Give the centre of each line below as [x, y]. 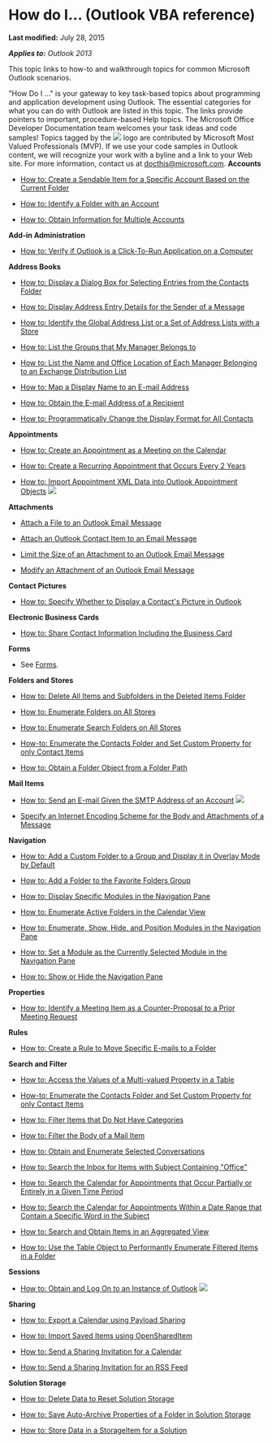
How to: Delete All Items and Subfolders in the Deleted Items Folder [133, 696]
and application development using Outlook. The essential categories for [130, 102]
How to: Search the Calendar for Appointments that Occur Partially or [136, 1182]
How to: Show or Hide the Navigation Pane [92, 976]
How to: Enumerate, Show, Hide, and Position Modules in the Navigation [140, 928]
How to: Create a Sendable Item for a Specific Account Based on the [135, 179]
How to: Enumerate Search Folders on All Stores [101, 727]
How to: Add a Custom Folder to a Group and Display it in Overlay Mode [140, 856]
